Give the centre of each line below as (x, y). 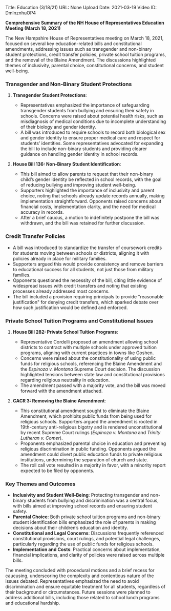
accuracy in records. (42, 212)
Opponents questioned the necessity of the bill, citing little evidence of (87, 280)
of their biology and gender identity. (58, 127)
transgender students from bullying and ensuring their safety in (87, 111)
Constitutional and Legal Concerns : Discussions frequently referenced (88, 533)
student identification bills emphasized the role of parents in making (84, 522)
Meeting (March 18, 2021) (33, 28)
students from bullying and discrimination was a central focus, (93, 501)
